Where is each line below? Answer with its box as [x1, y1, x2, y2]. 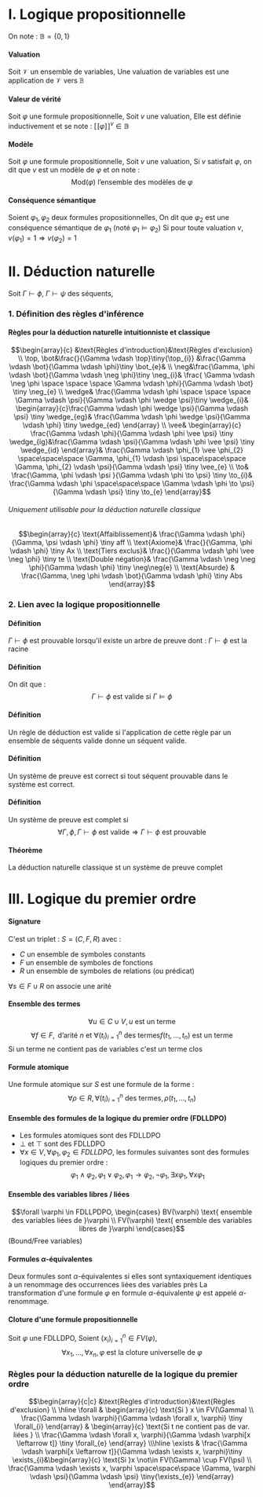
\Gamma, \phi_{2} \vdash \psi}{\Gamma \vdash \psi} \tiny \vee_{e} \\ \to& [14, 462, 250, 471]
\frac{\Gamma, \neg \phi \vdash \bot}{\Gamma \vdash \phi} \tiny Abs [20, 571, 243, 580]
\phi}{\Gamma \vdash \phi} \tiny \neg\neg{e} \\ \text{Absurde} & [28, 563, 236, 573]
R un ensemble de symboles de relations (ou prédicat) [19, 966, 195, 975]
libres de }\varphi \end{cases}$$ [79, 1224, 185, 1233]
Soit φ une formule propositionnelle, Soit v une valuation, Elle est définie [8, 112, 242, 121]
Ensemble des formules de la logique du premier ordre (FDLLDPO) [8, 1113, 227, 1122]
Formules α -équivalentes [8, 1254, 93, 1264]
